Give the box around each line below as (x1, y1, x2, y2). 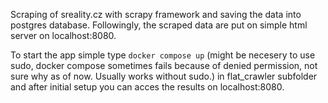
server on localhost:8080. (10, 30, 117, 41)
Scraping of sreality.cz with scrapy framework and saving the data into (10, 9, 302, 20)
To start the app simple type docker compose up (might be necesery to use (10, 49, 316, 61)
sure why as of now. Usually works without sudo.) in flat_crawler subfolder (10, 70, 318, 82)
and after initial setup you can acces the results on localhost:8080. (10, 81, 285, 93)
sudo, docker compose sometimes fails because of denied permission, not (10, 60, 318, 71)
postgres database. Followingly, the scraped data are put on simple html (10, 19, 308, 31)
